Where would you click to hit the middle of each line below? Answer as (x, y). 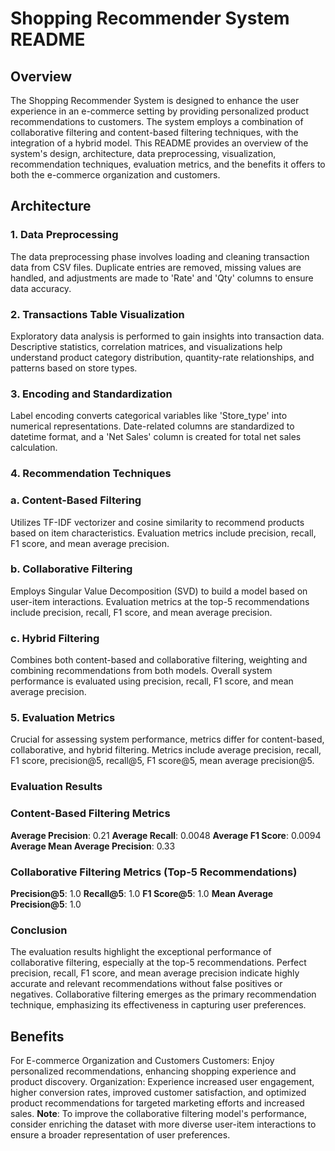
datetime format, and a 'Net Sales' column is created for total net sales (156, 437)
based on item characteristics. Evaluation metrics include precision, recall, (163, 533)
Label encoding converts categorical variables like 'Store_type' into (149, 416)
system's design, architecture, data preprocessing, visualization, (143, 153)
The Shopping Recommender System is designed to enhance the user (155, 100)
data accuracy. (41, 288)
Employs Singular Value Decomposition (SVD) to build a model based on (159, 591)
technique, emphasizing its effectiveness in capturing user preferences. (158, 1005)
